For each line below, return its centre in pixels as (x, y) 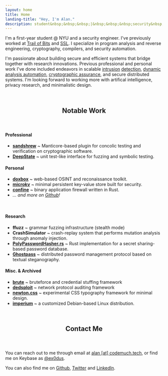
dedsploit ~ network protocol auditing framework (63, 287)
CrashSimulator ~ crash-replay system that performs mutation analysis (86, 233)
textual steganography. (36, 259)
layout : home (19, 10)
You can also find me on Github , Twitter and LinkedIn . (60, 368)
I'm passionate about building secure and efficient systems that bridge (78, 59)
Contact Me (84, 329)
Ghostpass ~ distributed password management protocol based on (82, 254)
